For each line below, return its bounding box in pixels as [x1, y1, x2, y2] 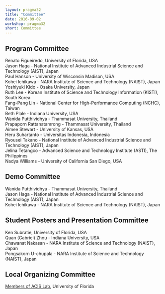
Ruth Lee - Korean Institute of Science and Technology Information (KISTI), [5, 89, 159, 95]
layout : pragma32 [5, 7, 41, 12]
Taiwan [5, 105, 20, 111]
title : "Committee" [5, 12, 46, 17]
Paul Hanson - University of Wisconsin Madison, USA [5, 73, 115, 79]
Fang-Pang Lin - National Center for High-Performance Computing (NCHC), [5, 100, 161, 106]
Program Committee [5, 44, 69, 53]
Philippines [5, 152, 28, 158]
